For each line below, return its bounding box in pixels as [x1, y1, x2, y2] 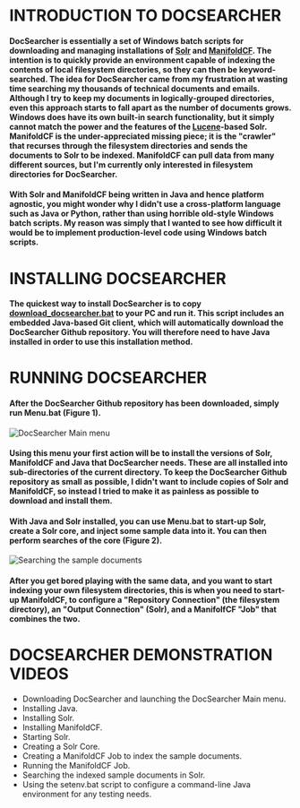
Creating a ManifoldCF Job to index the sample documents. [21, 750, 243, 761]
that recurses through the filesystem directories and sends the [9, 140, 248, 150]
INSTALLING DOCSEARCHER [9, 268, 227, 288]
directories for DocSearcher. [9, 168, 118, 179]
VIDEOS [9, 664, 69, 684]
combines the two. [9, 613, 81, 623]
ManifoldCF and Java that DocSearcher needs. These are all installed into [9, 458, 288, 468]
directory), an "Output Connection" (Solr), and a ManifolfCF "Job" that [9, 604, 278, 615]
